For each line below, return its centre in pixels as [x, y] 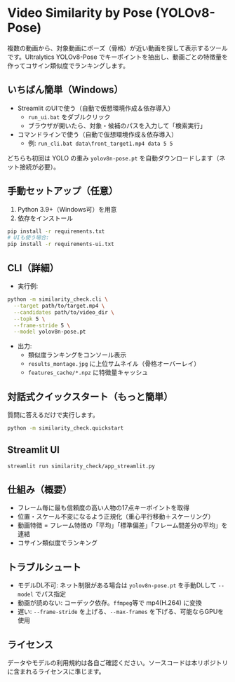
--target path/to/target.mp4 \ [59, 306]
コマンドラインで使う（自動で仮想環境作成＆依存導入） [97, 134]
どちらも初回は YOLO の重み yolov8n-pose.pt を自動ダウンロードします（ [113, 158]
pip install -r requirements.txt [56, 231]
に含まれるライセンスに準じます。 [56, 671]
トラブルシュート [44, 567]
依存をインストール [45, 218]
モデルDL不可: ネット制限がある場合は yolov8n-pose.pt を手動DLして [117, 585]
